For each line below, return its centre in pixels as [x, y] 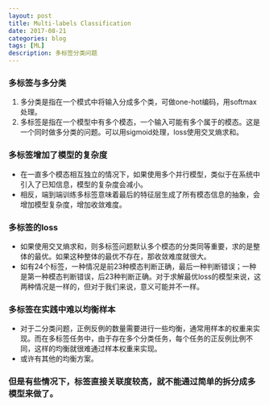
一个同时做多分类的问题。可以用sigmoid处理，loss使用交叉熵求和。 [132, 132]
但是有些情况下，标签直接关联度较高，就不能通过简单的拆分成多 [132, 382]
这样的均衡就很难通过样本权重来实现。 [98, 349]
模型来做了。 [33, 394]
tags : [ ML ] [27, 46]
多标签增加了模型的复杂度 [58, 155]
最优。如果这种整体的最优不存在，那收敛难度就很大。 [122, 256]
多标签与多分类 [37, 83]
